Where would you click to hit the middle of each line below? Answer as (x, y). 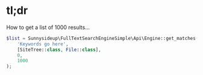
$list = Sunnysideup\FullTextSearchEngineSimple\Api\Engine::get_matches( (102, 38)
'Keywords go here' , (43, 44)
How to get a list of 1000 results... (48, 27)
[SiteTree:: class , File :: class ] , (59, 50)
